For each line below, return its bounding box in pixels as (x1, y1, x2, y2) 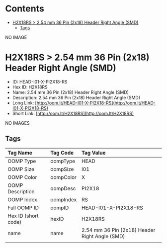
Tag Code (50, 149, 74, 156)
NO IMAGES (5, 120, 30, 126)
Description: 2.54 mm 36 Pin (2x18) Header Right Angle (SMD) (12, 94, 141, 100)
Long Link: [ (12, 100, 37, 106)
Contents (5, 3, 45, 14)
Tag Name (7, 149, 32, 156)
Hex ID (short (7, 212, 39, 219)
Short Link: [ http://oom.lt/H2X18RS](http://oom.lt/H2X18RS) (12, 110, 134, 116)
